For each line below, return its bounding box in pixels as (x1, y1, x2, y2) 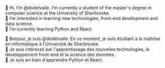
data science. (5, 20, 34, 26)
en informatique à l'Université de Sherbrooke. (5, 41, 100, 47)
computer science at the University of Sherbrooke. (5, 10, 110, 16)
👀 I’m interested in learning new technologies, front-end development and (5, 15, 158, 21)
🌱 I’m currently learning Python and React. (5, 26, 93, 32)
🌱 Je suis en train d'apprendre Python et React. (5, 57, 103, 62)
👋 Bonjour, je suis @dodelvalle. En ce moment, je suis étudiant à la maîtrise (5, 35, 160, 41)
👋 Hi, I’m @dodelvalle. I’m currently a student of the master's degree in (5, 5, 152, 10)
